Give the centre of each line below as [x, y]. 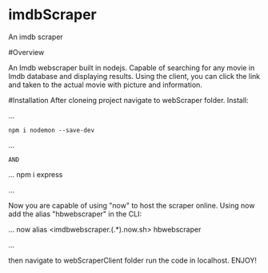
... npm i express [36, 174]
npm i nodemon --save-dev [51, 130]
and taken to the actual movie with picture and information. [105, 85]
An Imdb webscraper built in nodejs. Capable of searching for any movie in [132, 67]
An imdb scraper [36, 37]
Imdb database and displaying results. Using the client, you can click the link [134, 76]
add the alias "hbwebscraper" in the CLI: [75, 214]
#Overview [26, 52]
